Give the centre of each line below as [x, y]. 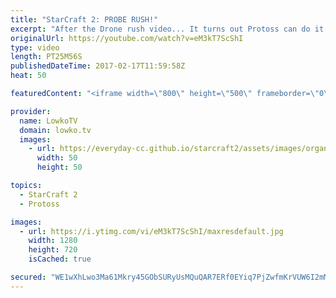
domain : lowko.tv [55, 130]
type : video [35, 47]
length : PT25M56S [46, 57]
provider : [31, 111]
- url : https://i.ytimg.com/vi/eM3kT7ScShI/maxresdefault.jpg [151, 231]
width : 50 [57, 158]
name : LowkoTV [48, 121]
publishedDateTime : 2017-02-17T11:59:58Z [98, 66]
